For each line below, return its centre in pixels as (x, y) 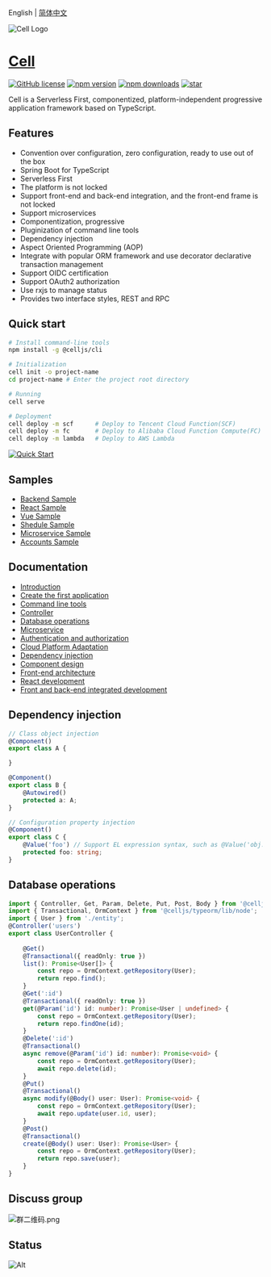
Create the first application (64, 595)
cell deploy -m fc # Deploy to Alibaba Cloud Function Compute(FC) (135, 431)
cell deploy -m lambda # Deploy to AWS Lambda (92, 439)
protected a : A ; (50, 800)
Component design (52, 664)
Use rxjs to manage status (63, 290)
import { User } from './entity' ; (67, 919)
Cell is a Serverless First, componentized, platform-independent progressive (135, 99)
